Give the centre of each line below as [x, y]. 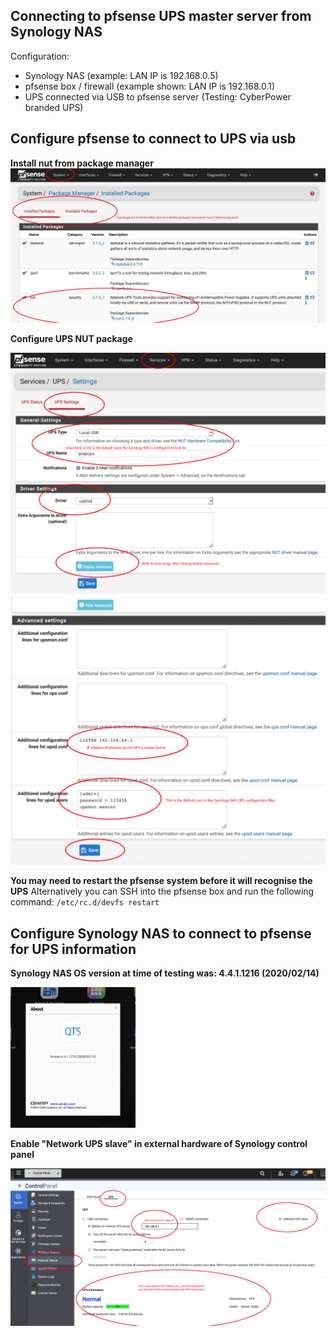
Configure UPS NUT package [71, 339]
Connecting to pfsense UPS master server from [161, 16]
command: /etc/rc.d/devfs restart [85, 902]
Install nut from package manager [82, 163]
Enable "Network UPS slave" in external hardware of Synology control [159, 1144]
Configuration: [40, 56]
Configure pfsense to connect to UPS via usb [153, 139]
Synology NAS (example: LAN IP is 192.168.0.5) [121, 75]
